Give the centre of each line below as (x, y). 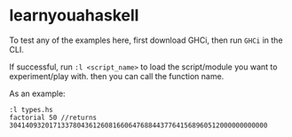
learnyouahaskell (74, 16)
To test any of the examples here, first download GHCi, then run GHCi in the (146, 40)
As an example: (37, 93)
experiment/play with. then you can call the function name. (117, 76)
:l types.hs (31, 109)
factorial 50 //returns (53, 117)
